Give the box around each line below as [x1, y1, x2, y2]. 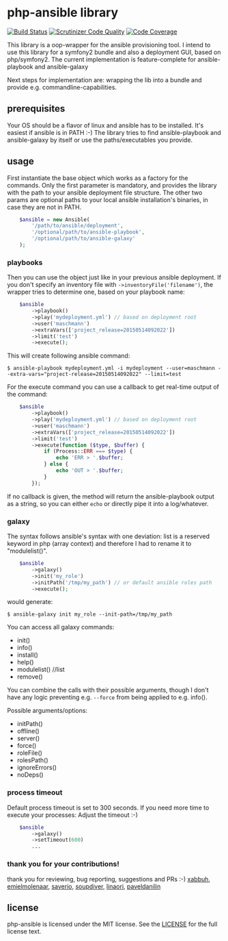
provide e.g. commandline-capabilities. [7, 83, 117, 91]
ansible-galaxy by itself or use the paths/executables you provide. [7, 136, 193, 144]
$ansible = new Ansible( [19, 216, 90, 223]
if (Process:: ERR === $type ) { [43, 448, 133, 455]
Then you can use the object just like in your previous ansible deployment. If [7, 273, 222, 281]
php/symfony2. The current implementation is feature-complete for [7, 55, 197, 63]
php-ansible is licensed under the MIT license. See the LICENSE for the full [7, 920, 218, 929]
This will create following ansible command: [7, 351, 130, 360]
